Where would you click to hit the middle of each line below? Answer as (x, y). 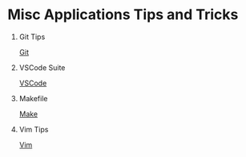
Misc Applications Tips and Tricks (123, 15)
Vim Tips (34, 129)
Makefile (33, 98)
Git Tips (32, 37)
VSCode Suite (42, 67)
